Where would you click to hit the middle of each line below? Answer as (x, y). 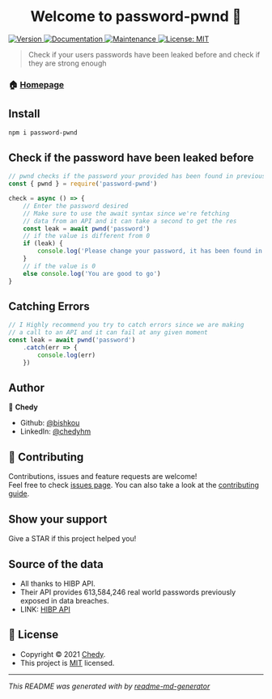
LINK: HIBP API (45, 609)
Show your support (58, 519)
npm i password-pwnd (43, 133)
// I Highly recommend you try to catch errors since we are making (126, 325)
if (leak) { (43, 244)
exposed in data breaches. (64, 600)
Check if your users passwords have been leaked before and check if (144, 54)
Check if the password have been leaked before (131, 157)
